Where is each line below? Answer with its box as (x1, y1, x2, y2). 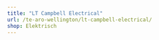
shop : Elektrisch (7, 22, 57, 29)
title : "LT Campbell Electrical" (7, 9, 103, 17)
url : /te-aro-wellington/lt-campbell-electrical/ (7, 16, 153, 23)
